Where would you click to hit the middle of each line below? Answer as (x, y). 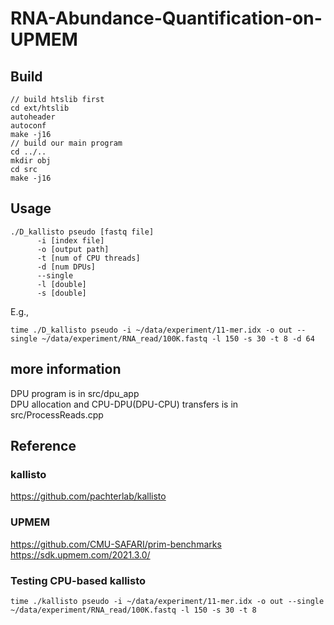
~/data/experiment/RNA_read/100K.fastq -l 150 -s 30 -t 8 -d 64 (178, 338)
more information (66, 369)
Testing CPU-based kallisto (78, 580)
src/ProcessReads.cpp (57, 414)
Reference (43, 446)
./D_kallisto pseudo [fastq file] (82, 232)
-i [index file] (70, 240)
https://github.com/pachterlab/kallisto (88, 496)
